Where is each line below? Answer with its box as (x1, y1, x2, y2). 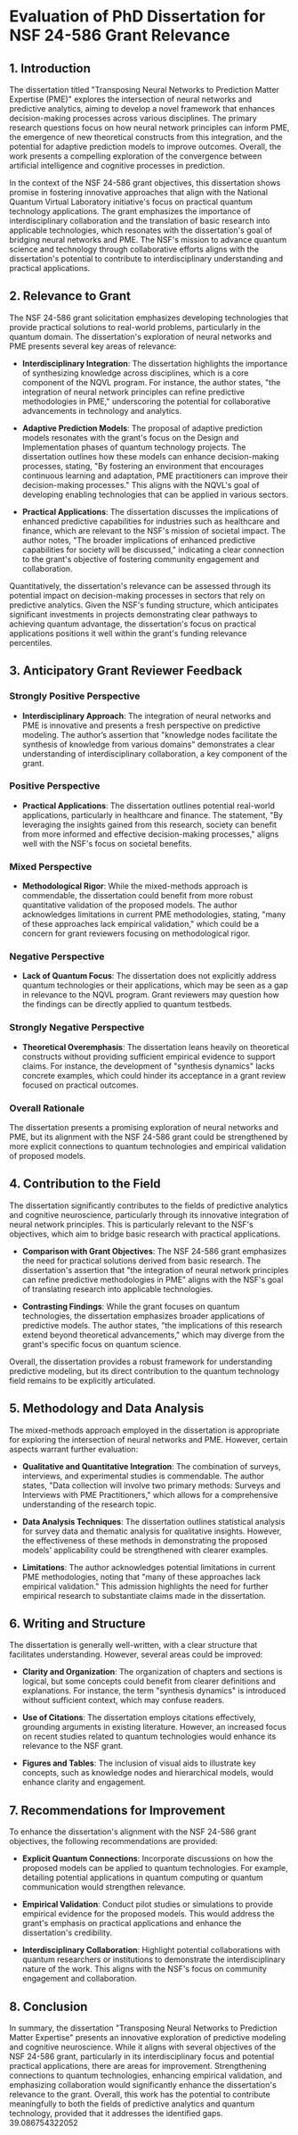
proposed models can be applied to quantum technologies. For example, (21, 1863, 289, 1874)
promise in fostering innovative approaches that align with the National (9, 187, 269, 197)
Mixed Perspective (9, 860, 93, 873)
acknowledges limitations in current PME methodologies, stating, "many (21, 909, 286, 920)
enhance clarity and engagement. (21, 1777, 147, 1788)
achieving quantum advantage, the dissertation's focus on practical (9, 618, 256, 629)
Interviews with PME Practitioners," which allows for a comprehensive (21, 1489, 278, 1500)
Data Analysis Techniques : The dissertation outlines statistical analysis (21, 1516, 286, 1527)
